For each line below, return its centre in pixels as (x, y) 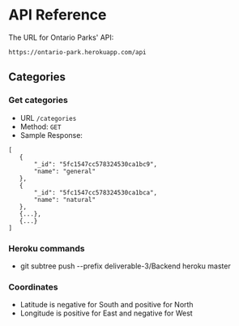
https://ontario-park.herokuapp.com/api (78, 52)
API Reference (58, 15)
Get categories (38, 101)
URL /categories (48, 118)
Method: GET (41, 127)
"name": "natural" (64, 199)
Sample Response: (51, 135)
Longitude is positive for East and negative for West (106, 313)
